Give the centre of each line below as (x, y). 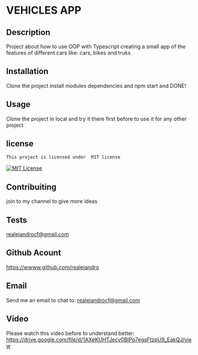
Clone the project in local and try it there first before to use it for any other (96, 119)
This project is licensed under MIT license (63, 157)
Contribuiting (31, 187)
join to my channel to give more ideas (52, 201)
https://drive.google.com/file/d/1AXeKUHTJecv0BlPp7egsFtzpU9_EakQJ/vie (99, 340)
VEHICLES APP (44, 10)
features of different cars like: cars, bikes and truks (68, 53)
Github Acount (33, 253)
